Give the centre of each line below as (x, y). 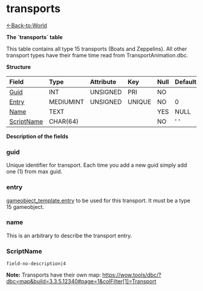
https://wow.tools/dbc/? (132, 275)
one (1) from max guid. (34, 171)
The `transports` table (35, 37)
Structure (19, 67)
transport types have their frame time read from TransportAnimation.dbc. (97, 55)
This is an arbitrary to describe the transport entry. (69, 235)
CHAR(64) (64, 121)
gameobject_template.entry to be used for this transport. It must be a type (98, 200)
